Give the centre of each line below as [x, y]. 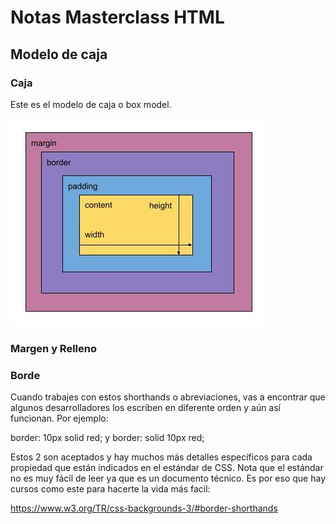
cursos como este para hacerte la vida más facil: [110, 489]
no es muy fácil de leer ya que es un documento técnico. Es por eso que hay [168, 478]
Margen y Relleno [53, 348]
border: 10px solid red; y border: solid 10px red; [107, 438]
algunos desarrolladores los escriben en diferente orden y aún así [146, 408]
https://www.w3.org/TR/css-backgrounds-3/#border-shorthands [144, 508]
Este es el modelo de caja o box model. [91, 104]
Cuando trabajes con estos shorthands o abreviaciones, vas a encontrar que [168, 397]
